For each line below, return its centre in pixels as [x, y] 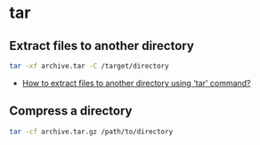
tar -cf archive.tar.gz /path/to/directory [91, 132]
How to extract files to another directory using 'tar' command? [136, 83]
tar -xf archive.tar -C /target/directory [89, 66]
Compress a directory [71, 111]
